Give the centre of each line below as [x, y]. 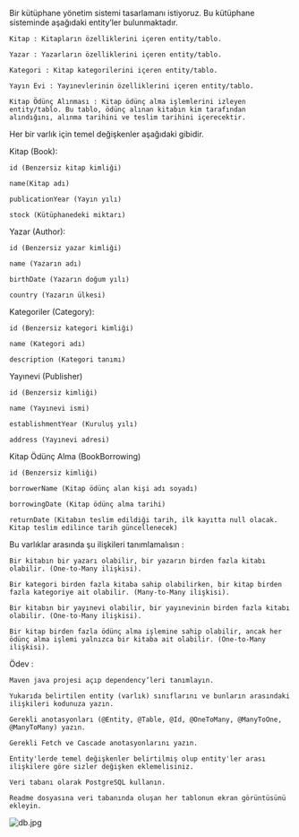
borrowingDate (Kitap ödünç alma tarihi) [88, 504]
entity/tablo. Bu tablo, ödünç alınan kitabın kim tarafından [128, 109]
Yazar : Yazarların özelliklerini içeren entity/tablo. [115, 55]
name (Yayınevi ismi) [50, 408]
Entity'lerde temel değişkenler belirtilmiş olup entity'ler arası [138, 759]
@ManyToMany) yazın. [48, 728]
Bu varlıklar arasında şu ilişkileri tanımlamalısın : [97, 545]
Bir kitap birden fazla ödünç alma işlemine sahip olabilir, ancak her [145, 632]
